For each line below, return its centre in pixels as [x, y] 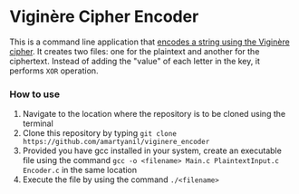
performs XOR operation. [54, 71]
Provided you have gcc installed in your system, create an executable [152, 150]
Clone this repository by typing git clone [99, 133]
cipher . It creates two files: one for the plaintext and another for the [135, 51]
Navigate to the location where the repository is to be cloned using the [154, 114]
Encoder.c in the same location [80, 170]
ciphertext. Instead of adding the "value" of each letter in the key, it [135, 61]
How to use [35, 94]
